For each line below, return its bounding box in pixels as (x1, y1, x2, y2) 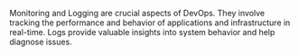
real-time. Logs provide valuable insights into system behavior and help (9, 27, 276, 37)
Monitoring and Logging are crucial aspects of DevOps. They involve (9, 8, 266, 18)
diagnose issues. (9, 36, 72, 47)
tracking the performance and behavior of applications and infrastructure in (9, 17, 291, 28)
